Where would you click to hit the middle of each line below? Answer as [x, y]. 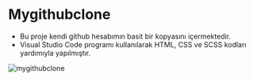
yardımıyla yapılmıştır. [55, 53]
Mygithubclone [59, 15]
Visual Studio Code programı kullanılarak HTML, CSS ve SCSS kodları [133, 44]
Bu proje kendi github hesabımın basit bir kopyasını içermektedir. [125, 36]
